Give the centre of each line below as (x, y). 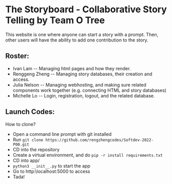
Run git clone (28, 139)
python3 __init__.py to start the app (52, 166)
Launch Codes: (30, 112)
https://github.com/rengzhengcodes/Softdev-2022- (100, 140)
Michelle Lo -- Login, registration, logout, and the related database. (84, 95)
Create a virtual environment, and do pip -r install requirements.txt (88, 155)
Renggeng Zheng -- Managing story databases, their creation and (82, 74)
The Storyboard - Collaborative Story (86, 9)
